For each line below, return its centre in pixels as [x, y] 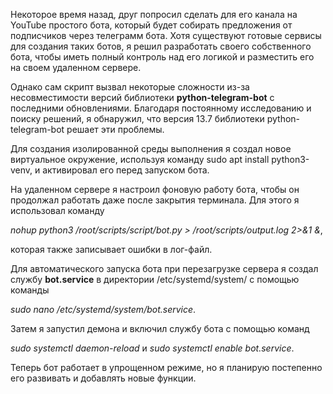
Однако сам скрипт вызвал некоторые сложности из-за [130, 87]
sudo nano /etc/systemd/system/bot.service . [103, 309]
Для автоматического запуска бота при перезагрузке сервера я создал [164, 268]
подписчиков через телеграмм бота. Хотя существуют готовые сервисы [166, 35]
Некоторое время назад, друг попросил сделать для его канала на [154, 14]
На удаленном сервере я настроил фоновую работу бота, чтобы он [155, 189]
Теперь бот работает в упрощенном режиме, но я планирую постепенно [166, 367]
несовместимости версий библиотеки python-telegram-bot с [142, 97]
